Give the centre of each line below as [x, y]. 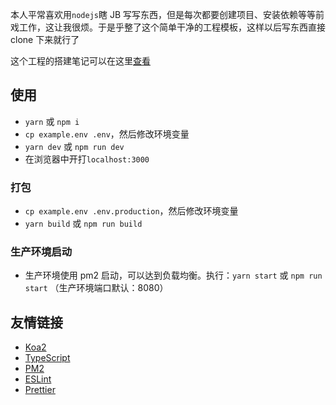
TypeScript [47, 358]
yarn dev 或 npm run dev [74, 146]
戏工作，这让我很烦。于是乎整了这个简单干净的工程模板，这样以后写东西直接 [168, 27]
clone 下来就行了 [45, 39]
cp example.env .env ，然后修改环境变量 [107, 134]
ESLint [38, 379]
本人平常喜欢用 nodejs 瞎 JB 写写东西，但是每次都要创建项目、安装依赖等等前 [167, 14]
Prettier [40, 390]
